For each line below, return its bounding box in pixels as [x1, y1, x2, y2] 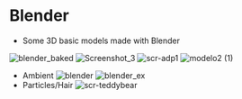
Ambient [22, 69, 54, 81]
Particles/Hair [22, 79, 74, 90]
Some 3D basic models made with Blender [22, 35, 181, 46]
